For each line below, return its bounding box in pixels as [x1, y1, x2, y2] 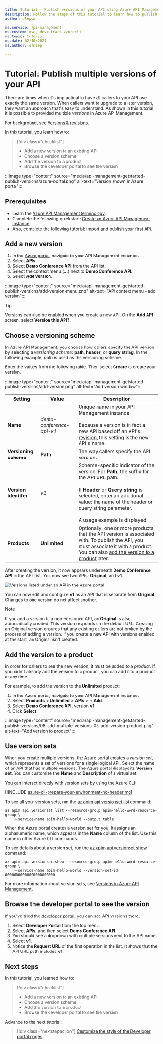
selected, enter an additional [78, 493, 143, 499]
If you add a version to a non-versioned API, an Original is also [5, 616, 131, 622]
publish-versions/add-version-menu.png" [5, 288, 89, 294]
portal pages [16, 1034, 43, 1040]
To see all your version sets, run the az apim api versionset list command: [5, 799, 152, 805]
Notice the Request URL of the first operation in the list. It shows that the [12, 943, 158, 949]
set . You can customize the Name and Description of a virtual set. [5, 770, 138, 776]
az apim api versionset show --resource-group [5, 860, 101, 864]
